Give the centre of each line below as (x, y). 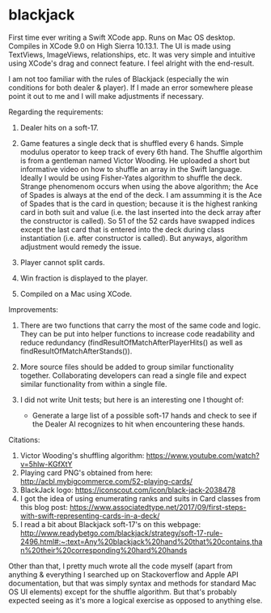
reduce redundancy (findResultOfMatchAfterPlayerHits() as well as (131, 342)
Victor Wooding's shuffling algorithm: (82, 455)
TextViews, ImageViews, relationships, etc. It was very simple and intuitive (132, 54)
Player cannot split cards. (62, 262)
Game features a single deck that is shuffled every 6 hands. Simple (132, 143)
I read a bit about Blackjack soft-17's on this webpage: (110, 524)
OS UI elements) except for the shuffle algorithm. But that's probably (123, 592)
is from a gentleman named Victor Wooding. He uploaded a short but (135, 161)
